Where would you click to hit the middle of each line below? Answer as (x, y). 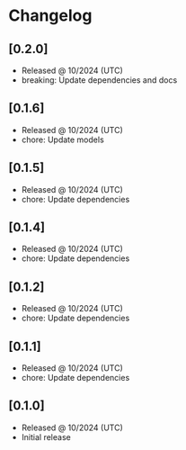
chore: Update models (62, 139)
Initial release (46, 436)
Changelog (50, 16)
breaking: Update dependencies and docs (99, 80)
